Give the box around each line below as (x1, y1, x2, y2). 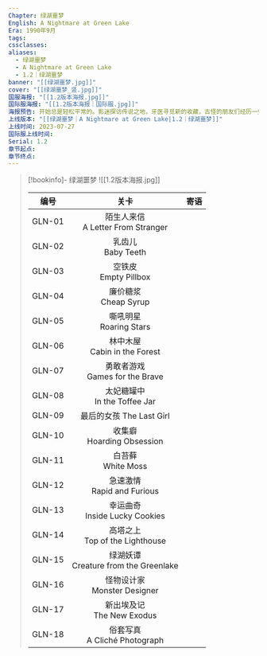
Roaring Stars (99, 322, 151, 333)
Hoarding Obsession (87, 435, 164, 447)
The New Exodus (93, 610, 157, 621)
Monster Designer (91, 585, 159, 596)
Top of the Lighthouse (83, 535, 167, 546)
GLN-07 (31, 365, 64, 377)
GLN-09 (31, 410, 64, 421)
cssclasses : (8, 41, 48, 49)
